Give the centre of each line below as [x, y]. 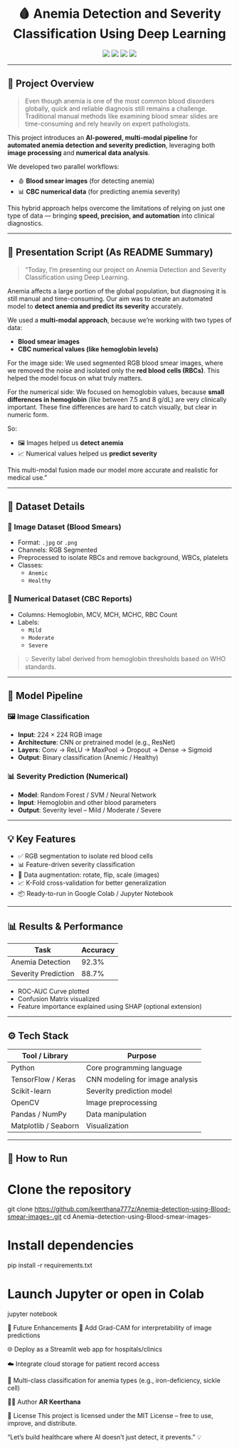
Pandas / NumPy [39, 1114]
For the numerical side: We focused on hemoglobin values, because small [116, 392]
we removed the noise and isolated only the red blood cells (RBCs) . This [114, 370]
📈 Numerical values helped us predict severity [87, 453]
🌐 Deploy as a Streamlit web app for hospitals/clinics [85, 1349]
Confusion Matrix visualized [58, 999]
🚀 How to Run [38, 1158]
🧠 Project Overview [51, 84]
